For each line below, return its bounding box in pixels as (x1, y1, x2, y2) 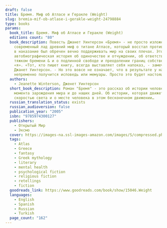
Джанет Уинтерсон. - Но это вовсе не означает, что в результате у (14, 68, 157, 73)
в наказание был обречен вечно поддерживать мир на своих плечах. (14, 49, 155, 54)
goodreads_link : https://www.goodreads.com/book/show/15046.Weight (9, 188, 153, 193)
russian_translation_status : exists (9, 100, 85, 105)
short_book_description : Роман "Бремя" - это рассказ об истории (9, 86, 148, 91)
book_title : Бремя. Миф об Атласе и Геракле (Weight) (9, 30, 123, 35)
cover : (9, 132, 23, 137)
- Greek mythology (14, 155, 52, 160)
